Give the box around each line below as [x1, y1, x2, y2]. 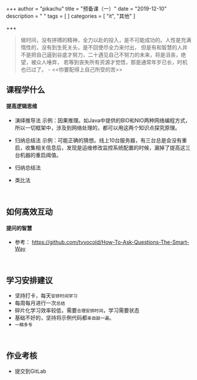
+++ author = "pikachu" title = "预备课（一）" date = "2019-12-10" [6, 5, 167, 12]
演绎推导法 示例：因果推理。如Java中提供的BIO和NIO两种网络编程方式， [14, 117, 191, 124]
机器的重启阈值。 [19, 151, 62, 158]
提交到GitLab [14, 368, 47, 375]
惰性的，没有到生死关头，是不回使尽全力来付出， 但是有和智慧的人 [20, 44, 183, 51]
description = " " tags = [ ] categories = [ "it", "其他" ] [6, 12, 136, 19]
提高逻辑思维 [6, 102, 37, 109]
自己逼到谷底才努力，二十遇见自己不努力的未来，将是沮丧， [36, 51, 181, 58]
